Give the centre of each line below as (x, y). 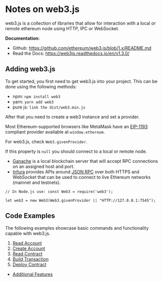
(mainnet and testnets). (37, 182)
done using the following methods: (41, 86)
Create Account (29, 248)
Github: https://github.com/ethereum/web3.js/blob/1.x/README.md (82, 48)
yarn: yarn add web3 (33, 102)
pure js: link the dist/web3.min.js (49, 107)
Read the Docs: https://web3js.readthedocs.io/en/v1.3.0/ (71, 53)
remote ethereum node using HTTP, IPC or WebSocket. (62, 28)
